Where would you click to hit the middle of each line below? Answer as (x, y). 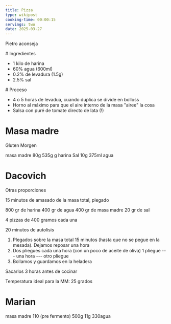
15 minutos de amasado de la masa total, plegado (57, 200)
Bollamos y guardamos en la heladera (52, 261)
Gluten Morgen (21, 145)
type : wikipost (21, 15)
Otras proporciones (26, 190)
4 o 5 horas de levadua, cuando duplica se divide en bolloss (76, 100)
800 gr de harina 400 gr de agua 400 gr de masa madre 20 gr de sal (78, 210)
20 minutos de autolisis (30, 230)
